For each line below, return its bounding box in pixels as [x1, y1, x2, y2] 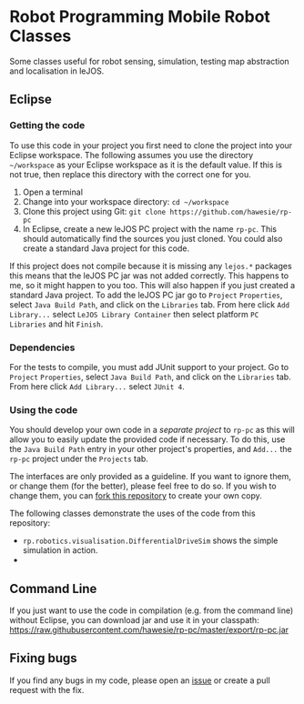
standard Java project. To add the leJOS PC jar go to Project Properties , [9, 289, 283, 300]
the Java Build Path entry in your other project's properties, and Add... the [9, 444, 293, 455]
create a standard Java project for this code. [22, 243, 189, 254]
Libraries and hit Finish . [9, 318, 104, 329]
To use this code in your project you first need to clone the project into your [9, 139, 293, 151]
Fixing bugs [9, 650, 77, 666]
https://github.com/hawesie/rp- [169, 207, 293, 216]
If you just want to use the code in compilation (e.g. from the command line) [9, 605, 294, 616]
